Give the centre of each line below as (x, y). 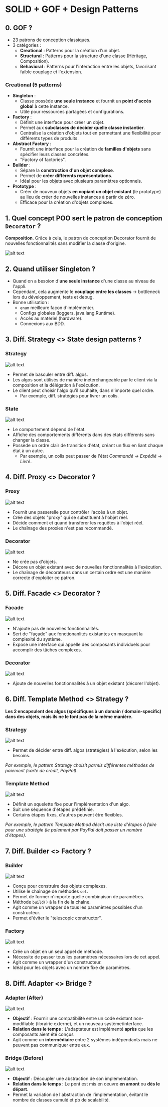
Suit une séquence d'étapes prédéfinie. (53, 809)
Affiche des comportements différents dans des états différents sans (83, 435)
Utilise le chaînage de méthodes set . (50, 891)
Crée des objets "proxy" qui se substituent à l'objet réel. (70, 517)
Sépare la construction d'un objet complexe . (67, 170)
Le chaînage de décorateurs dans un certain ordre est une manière (81, 572)
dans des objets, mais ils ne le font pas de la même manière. (69, 717)
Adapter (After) (24, 998)
